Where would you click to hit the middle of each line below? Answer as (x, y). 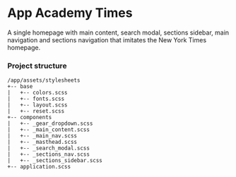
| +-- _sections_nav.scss (49, 154)
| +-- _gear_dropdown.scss (50, 124)
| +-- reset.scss (36, 111)
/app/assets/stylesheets (44, 80)
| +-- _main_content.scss (49, 130)
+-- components (30, 118)
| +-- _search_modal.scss (49, 148)
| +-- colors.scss (38, 93)
